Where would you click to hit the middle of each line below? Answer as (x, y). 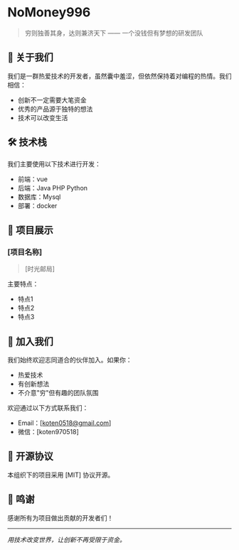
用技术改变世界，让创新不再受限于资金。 (67, 539)
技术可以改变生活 (43, 117)
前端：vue (33, 179)
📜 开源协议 (30, 457)
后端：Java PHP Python (52, 188)
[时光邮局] (40, 269)
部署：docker (37, 205)
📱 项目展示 (30, 230)
